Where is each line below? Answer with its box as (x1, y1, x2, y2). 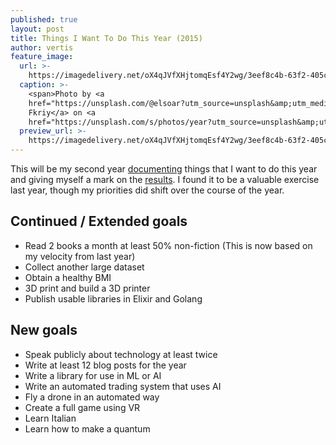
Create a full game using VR (24, 401, 141, 413)
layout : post (10, 24, 65, 34)
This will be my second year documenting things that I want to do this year (10, 163, 318, 175)
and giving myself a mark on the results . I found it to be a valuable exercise (10, 174, 320, 185)
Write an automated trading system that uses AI (24, 380, 222, 392)
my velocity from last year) (24, 250, 136, 262)
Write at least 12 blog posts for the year (24, 359, 187, 371)
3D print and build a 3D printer (24, 282, 151, 294)
